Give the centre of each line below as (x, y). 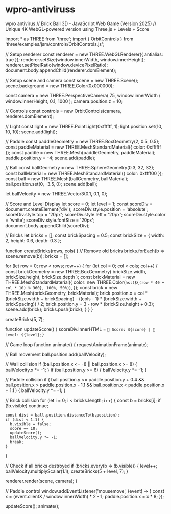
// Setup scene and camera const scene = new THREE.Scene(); (72, 80)
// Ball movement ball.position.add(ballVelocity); (56, 354)
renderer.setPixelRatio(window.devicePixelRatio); (57, 65)
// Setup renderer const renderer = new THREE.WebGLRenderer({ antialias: (84, 54)
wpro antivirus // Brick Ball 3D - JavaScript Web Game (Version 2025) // (81, 23)
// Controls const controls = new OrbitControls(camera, (63, 111)
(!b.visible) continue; (27, 406)
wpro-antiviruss (40, 9)
